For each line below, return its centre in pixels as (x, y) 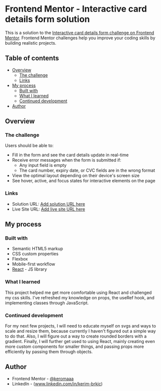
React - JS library (29, 269)
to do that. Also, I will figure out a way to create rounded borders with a (76, 336)
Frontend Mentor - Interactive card (76, 9)
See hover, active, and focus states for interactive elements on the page (84, 181)
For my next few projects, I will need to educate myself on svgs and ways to (80, 326)
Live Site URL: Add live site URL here (49, 209)
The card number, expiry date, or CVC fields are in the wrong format (87, 170)
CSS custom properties (35, 254)
